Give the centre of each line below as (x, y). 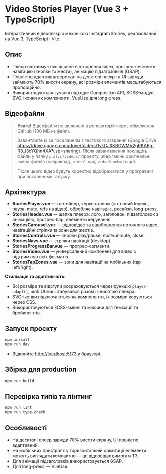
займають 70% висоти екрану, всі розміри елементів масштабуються (87, 82)
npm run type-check (25, 412)
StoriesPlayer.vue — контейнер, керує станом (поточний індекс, (81, 204)
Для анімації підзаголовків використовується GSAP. (68, 461)
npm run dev (17, 344)
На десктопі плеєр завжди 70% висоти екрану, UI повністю (75, 440)
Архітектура (26, 192)
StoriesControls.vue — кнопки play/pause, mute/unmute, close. (79, 236)
